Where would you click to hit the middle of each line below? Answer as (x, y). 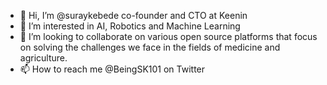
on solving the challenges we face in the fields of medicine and (150, 47)
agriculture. (43, 58)
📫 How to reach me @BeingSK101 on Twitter (112, 69)
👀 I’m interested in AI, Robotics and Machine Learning (130, 26)
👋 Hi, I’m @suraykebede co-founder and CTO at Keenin (133, 15)
